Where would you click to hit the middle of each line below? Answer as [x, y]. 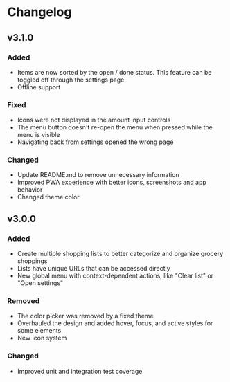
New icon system [42, 338]
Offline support [39, 87]
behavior [30, 190]
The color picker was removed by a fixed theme [85, 316]
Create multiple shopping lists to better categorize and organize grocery [120, 254]
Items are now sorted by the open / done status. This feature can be [114, 72]
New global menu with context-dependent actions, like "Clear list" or [115, 276]
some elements [39, 331]
